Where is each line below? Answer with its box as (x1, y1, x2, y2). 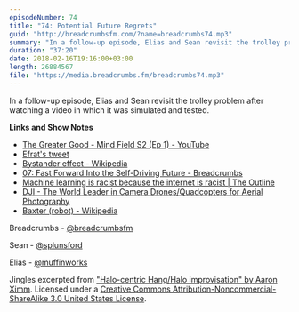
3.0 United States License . (50, 292, 147, 303)
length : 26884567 (9, 63, 74, 72)
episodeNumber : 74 (9, 12, 77, 22)
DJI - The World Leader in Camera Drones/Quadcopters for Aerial (21, 186, 263, 196)
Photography (21, 196, 70, 206)
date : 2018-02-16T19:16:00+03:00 (9, 54, 133, 63)
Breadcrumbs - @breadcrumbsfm (9, 222, 133, 233)
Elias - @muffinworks (9, 257, 88, 268)
